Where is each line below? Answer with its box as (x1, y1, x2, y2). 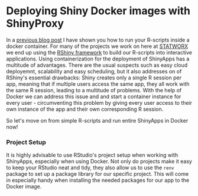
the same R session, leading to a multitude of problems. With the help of (6, 86, 182, 94)
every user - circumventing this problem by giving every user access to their (6, 99, 193, 106)
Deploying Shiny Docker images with (6, 4, 191, 18)
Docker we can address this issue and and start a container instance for (6, 93, 181, 100)
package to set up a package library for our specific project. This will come (6, 171, 189, 178)
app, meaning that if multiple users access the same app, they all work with (6, 80, 190, 87)
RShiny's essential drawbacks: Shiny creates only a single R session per (6, 74, 182, 81)
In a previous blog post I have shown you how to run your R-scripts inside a (6, 36, 190, 43)
